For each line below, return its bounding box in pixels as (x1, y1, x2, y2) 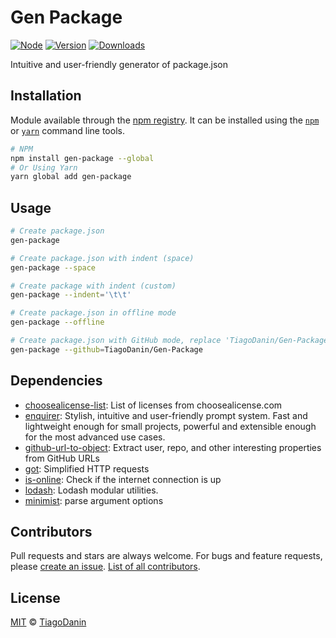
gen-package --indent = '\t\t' (10, 290, 132, 300)
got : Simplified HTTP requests (24, 462, 150, 475)
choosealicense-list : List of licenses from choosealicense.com (24, 399, 283, 411)
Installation (10, 87, 82, 105)
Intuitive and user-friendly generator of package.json (10, 58, 229, 70)
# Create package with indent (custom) (10, 281, 177, 291)
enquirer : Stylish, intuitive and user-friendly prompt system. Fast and (24, 409, 308, 421)
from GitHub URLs (24, 452, 100, 464)
